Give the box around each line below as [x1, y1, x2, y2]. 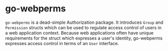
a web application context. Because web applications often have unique [5, 30, 154, 36]
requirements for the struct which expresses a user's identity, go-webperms [5, 35, 163, 41]
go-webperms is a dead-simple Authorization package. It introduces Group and [5, 19, 163, 25]
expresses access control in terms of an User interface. [5, 40, 119, 46]
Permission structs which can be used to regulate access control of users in [5, 24, 162, 30]
